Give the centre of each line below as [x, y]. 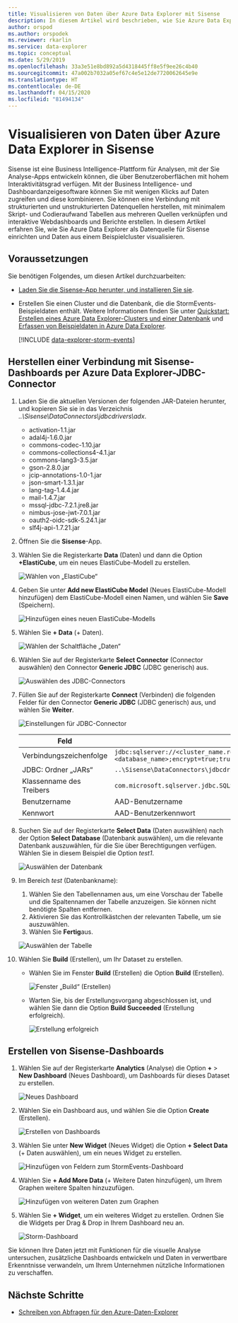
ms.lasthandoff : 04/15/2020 [49, 93]
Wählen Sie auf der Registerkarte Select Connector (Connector [111, 659]
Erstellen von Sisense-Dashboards [86, 1051]
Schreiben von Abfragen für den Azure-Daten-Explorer [98, 1312]
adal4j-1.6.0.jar [50, 437]
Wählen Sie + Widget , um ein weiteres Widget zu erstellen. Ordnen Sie [121, 1215]
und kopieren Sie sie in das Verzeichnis [75, 408]
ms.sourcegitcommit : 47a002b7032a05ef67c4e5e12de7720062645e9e [103, 73]
